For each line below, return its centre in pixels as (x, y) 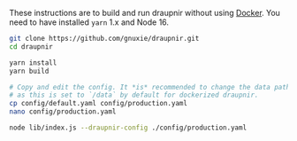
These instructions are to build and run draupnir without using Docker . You (145, 13)
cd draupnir (31, 47)
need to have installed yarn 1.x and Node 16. (89, 22)
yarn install (33, 63)
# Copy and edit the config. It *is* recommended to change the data (140, 87)
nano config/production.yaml (63, 112)
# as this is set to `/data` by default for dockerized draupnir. (134, 95)
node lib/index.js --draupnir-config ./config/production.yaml (128, 128)
